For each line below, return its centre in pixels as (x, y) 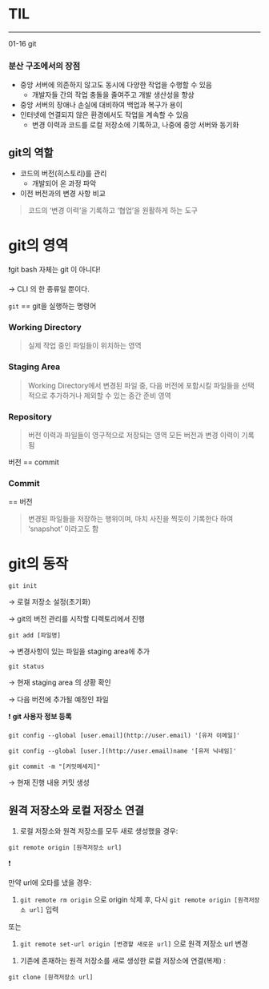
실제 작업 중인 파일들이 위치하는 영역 (84, 346)
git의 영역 (38, 246)
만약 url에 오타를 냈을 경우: (50, 882)
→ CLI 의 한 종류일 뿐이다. (49, 288)
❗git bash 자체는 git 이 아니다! (54, 269)
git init (23, 586)
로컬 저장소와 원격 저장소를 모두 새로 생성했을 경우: (99, 830)
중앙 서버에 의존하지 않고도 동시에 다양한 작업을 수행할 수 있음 (116, 85)
